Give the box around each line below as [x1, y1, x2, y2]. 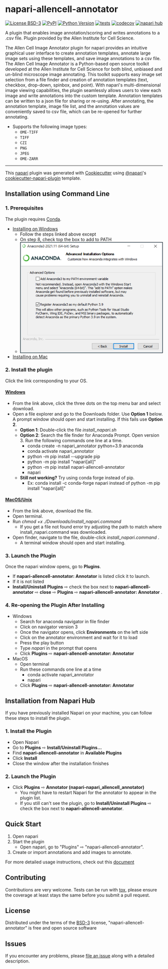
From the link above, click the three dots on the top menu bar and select [12, 400, 161, 406]
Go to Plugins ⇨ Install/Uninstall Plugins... [12, 744, 102, 750]
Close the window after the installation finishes [12, 760, 109, 766]
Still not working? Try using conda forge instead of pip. [19, 474, 135, 481]
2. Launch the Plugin [5, 773, 56, 780]
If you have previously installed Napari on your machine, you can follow [5, 710, 152, 716]
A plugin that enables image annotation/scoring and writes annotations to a [5, 30, 160, 36]
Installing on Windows [12, 226, 58, 232]
